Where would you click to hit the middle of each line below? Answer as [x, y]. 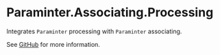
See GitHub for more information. [53, 44]
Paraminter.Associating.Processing [110, 13]
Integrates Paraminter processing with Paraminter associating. [94, 31]
